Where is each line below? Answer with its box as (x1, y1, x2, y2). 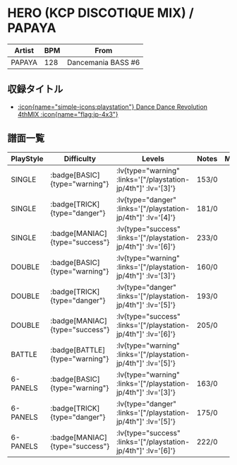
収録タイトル (7, 83, 63, 95)
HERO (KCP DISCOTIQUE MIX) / (7, 5, 194, 21)
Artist (13, 45, 34, 55)
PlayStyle (11, 153, 44, 163)
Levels (142, 153, 164, 163)
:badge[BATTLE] (50, 345, 106, 355)
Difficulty (63, 153, 97, 163)
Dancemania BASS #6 (66, 57, 140, 67)
